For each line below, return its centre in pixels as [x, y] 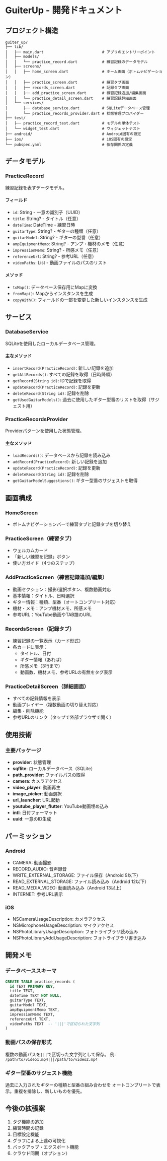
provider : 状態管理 [32, 762]
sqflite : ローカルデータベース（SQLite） [54, 769]
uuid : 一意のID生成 [32, 819]
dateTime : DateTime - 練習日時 [44, 225]
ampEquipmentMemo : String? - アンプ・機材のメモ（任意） [70, 244]
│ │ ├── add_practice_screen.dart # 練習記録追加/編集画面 [76, 93]
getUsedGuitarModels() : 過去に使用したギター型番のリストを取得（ [81, 399]
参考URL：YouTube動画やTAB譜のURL [52, 614]
